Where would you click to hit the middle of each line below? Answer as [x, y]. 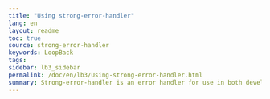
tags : [17, 61]
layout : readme [34, 30]
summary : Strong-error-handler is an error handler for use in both [125, 82]
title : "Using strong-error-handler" [72, 16]
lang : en [23, 23]
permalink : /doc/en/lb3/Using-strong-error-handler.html [106, 75]
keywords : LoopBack [41, 53]
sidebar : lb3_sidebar [45, 68]
